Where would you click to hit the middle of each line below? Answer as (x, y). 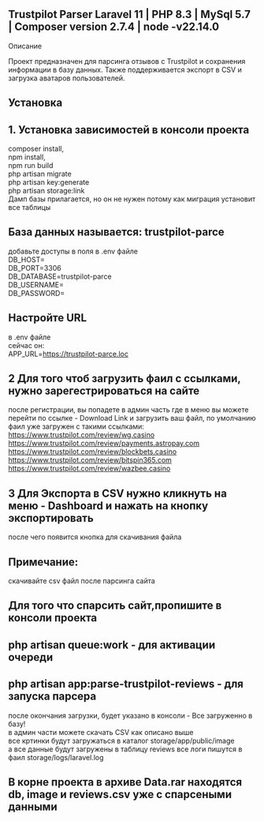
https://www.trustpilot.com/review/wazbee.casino (89, 469)
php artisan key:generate (49, 182)
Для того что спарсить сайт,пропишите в (115, 606)
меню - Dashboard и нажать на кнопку (108, 506)
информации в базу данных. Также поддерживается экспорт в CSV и (125, 69)
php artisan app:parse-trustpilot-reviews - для (126, 684)
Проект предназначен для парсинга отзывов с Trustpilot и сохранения (127, 61)
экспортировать (51, 518)
